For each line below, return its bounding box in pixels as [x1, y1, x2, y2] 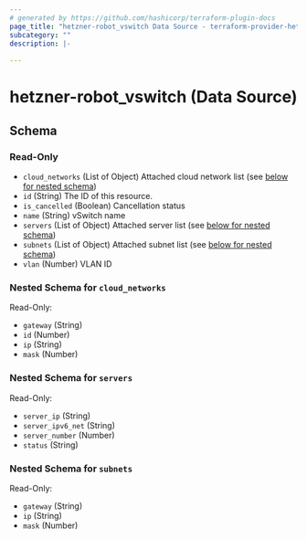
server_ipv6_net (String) [22, 419, 116, 430]
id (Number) [22, 330, 70, 341]
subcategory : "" [9, 30, 71, 39]
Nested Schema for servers [9, 372, 133, 385]
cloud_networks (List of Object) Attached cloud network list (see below [22, 171, 289, 182]
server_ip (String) [22, 410, 91, 421]
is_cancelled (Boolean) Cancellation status [22, 200, 185, 211]
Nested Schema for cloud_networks [9, 280, 166, 293]
